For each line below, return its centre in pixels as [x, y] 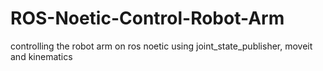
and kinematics [41, 56]
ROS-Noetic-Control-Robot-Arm [147, 18]
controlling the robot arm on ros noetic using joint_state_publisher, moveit [161, 46]
